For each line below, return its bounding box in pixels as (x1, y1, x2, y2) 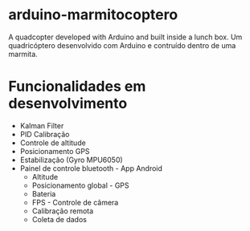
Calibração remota (31, 206, 94, 216)
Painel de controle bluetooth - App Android (19, 163, 163, 173)
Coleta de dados (31, 214, 87, 224)
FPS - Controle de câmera (31, 197, 119, 207)
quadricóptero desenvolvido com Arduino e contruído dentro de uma (8, 40, 236, 50)
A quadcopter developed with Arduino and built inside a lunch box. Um (8, 32, 243, 42)
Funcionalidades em (8, 78, 146, 95)
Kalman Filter (19, 120, 64, 130)
